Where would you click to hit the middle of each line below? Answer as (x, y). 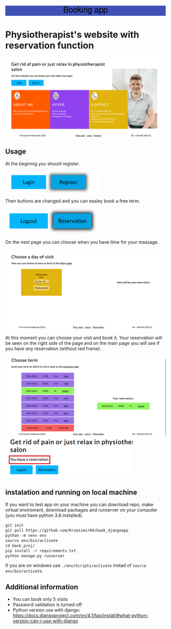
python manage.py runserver (35, 556)
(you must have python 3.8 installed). (44, 515)
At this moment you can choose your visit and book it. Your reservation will (84, 338)
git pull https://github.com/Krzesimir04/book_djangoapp (67, 531)
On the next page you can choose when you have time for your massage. (82, 242)
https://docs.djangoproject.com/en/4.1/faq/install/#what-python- (80, 616)
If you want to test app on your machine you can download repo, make (79, 505)
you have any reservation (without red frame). (53, 349)
